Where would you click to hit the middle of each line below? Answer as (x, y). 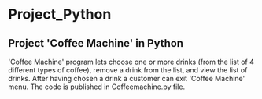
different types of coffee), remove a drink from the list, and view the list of (128, 70)
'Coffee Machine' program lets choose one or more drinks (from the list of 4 (131, 62)
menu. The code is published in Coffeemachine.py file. (97, 87)
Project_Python (60, 14)
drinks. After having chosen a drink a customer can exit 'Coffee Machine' (127, 78)
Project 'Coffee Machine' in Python (96, 43)
